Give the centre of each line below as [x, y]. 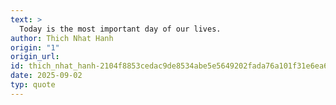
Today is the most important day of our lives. [120, 29]
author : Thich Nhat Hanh [62, 38]
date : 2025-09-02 [46, 76]
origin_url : [35, 57]
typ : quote [33, 85]
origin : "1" [35, 47]
